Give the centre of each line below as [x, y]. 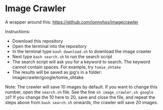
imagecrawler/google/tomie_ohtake [48, 77]
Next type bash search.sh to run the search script [62, 56]
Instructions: [18, 31]
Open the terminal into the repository [49, 46]
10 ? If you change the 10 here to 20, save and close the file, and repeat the [80, 97]
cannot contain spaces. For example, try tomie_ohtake [67, 67]
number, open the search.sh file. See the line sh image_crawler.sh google [79, 92]
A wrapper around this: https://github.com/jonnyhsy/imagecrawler [72, 22]
